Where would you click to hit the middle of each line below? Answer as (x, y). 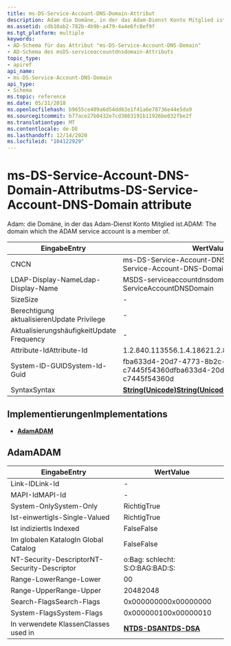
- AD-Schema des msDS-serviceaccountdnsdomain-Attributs (90, 52)
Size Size (25, 300)
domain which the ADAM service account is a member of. (89, 231)
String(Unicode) (150, 390)
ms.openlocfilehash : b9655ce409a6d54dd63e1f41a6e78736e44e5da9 (100, 110)
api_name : (21, 71)
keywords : (21, 39)
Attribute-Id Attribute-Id (49, 351)
